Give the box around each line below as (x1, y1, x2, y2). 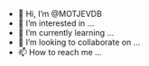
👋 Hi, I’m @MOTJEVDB (17, 9, 102, 19)
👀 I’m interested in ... (17, 18, 95, 29)
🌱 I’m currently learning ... (17, 28, 115, 37)
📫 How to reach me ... (17, 47, 102, 57)
